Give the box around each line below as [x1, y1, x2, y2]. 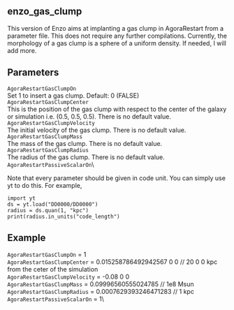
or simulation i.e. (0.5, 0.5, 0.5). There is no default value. [7, 112, 171, 121]
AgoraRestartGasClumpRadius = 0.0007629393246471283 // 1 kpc [7, 288, 194, 296]
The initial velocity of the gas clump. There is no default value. [7, 126, 187, 134]
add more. [7, 46, 37, 54]
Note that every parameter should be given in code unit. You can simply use [7, 174, 226, 182]
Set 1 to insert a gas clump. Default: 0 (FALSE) [7, 91, 140, 100]
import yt [7, 195, 36, 202]
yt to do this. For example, [7, 181, 82, 189]
